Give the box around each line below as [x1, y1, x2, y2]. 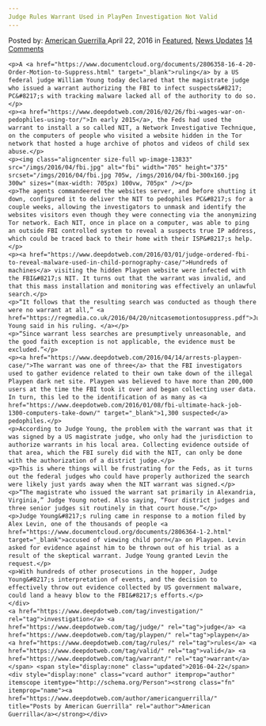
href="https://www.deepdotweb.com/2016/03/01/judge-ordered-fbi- [28, 250, 249, 258]
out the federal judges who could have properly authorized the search [8, 472, 249, 480]
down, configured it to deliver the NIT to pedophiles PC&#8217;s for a [8, 195, 253, 203]
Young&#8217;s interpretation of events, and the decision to [8, 575, 218, 583]
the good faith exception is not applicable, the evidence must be [8, 338, 236, 346]
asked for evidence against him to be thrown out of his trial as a [8, 544, 239, 552]
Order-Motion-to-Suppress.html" [8, 68, 115, 76]
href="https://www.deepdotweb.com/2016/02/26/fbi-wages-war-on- [28, 108, 246, 116]
